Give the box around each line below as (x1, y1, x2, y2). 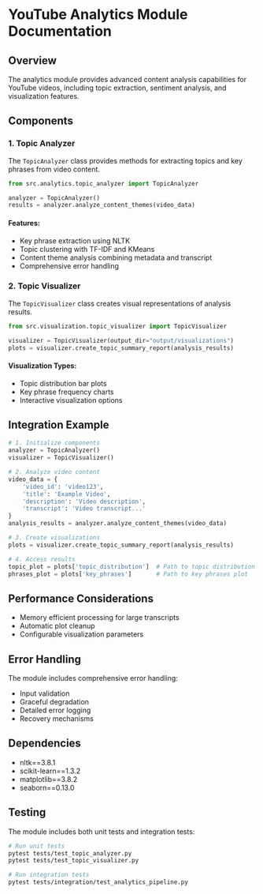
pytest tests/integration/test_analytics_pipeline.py (8, 878, 189, 886)
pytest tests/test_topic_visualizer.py (8, 857, 139, 865)
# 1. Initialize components (8, 439, 101, 447)
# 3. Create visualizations (8, 534, 101, 542)
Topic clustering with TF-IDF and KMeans (19, 244, 155, 254)
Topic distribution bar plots (19, 378, 108, 388)
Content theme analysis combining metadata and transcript (19, 253, 213, 262)
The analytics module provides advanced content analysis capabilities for (8, 75, 247, 84)
